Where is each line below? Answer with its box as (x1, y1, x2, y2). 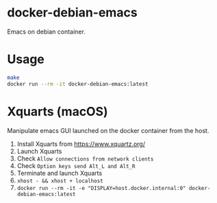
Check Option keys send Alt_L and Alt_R (16, 161, 136, 169)
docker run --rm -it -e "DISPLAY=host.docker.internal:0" (16, 184, 186, 191)
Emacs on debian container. (7, 27, 86, 36)
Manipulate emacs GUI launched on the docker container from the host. (7, 126, 209, 134)
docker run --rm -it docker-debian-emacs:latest (7, 80, 149, 87)
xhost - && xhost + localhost (16, 177, 104, 184)
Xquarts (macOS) (7, 104, 108, 119)
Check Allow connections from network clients (16, 154, 154, 163)
